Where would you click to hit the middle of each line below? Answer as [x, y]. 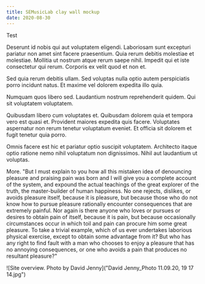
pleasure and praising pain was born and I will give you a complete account [102, 177]
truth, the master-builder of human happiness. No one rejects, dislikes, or [99, 191]
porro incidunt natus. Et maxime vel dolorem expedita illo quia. [85, 85]
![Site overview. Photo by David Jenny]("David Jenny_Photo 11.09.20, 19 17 [100, 267]
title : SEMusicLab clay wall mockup [53, 12]
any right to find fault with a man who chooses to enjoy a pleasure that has [100, 243]
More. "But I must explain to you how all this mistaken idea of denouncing [99, 171]
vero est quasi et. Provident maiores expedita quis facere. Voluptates [93, 121]
